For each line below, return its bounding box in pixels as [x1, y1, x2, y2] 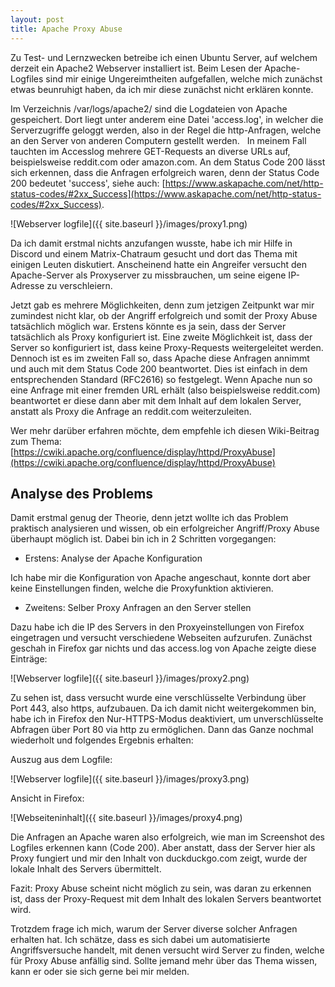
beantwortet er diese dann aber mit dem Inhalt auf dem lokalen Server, [10, 394, 302, 406]
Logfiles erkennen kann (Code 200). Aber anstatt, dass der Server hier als [10, 842, 316, 854]
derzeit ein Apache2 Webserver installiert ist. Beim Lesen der [10, 62, 263, 74]
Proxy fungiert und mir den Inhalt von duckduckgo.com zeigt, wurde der [10, 852, 308, 865]
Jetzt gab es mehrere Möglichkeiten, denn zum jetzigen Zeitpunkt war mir [10, 299, 315, 311]
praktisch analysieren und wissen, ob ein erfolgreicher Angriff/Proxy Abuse [10, 522, 320, 535]
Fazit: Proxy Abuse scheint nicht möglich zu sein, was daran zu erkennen [10, 882, 312, 895]
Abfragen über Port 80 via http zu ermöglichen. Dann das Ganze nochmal [10, 724, 314, 736]
